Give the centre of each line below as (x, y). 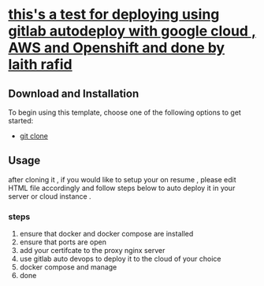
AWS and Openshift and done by (117, 48)
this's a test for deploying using (114, 15)
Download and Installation (74, 93)
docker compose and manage (68, 267)
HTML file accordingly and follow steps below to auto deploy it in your (122, 188)
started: (21, 121)
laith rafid (40, 65)
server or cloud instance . (50, 196)
